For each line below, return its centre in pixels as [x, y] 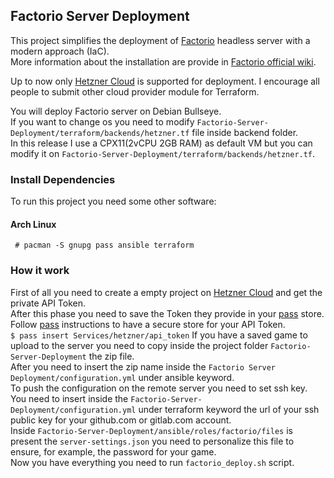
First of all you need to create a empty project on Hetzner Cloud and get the [166, 292]
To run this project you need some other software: [113, 201]
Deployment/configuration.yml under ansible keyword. [122, 377]
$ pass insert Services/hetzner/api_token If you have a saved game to [159, 335]
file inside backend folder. [245, 132]
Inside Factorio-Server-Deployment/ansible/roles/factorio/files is [151, 430]
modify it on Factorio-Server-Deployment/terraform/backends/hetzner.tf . [163, 153]
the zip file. [111, 356]
